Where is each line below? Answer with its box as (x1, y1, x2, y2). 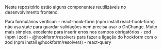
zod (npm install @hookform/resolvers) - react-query (5, 39, 112, 45)
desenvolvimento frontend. (5, 9, 59, 15)
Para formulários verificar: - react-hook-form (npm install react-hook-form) (5, 19, 155, 24)
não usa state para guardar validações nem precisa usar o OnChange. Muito (5, 24, 158, 30)
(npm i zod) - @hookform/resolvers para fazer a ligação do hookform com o (5, 34, 157, 40)
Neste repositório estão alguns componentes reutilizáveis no (5, 4, 126, 10)
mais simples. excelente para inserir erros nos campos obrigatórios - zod (5, 29, 151, 34)
